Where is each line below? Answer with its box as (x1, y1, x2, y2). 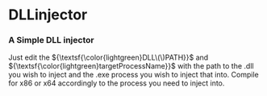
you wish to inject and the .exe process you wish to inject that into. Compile (8, 70, 260, 80)
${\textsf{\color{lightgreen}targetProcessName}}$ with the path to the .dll (8, 61, 254, 71)
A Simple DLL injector (8, 35, 94, 46)
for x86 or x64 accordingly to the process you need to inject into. (8, 78, 225, 88)
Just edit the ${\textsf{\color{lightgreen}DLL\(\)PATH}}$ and (8, 52, 209, 62)
